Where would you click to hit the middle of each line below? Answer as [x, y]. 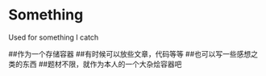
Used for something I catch [54, 37]
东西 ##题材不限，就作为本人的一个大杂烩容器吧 [102, 64]
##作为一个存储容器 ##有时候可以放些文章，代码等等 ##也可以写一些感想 [130, 53]
